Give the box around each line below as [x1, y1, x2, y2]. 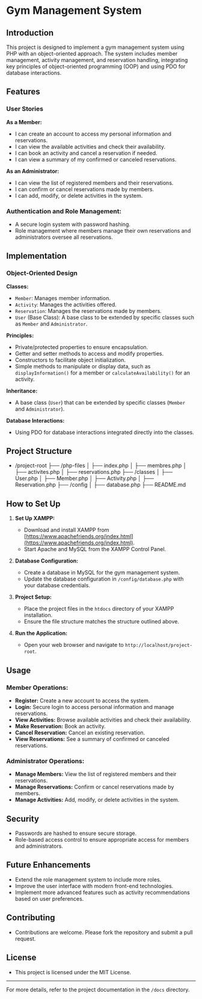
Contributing [6, 913, 55, 923]
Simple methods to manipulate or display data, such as [14, 362, 151, 370]
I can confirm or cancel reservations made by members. [14, 185, 155, 193]
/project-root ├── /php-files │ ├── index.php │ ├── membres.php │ [14, 462, 187, 469]
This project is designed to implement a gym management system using [6, 43, 185, 51]
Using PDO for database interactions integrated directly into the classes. [14, 429, 194, 436]
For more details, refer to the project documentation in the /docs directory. [6, 986, 190, 993]
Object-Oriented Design [6, 269, 78, 277]
